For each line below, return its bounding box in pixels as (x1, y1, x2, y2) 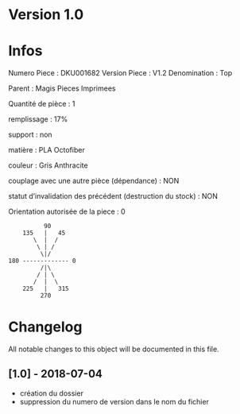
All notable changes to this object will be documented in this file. (8, 344, 220, 354)
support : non (8, 130, 53, 140)
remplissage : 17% (8, 114, 68, 124)
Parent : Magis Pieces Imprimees (8, 83, 116, 93)
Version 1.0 (8, 6, 84, 24)
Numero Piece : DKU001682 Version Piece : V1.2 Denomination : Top (8, 68, 233, 78)
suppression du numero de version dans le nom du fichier (19, 397, 209, 406)
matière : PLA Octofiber (8, 145, 85, 155)
